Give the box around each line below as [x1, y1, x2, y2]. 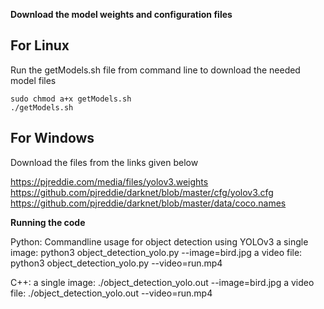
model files [10, 74, 57, 86]
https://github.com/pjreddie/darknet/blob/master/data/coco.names [10, 197, 287, 209]
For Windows [10, 130, 95, 147]
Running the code [10, 216, 86, 228]
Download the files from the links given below [10, 156, 199, 168]
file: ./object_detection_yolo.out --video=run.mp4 [10, 287, 213, 299]
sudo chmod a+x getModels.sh [10, 94, 132, 104]
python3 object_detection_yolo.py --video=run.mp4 [10, 257, 223, 269]
